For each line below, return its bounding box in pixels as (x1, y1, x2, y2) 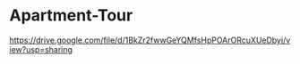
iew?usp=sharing (9, 44, 73, 54)
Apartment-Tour (9, 5, 133, 26)
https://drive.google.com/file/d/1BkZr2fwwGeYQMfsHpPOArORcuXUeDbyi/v (9, 35, 291, 45)
